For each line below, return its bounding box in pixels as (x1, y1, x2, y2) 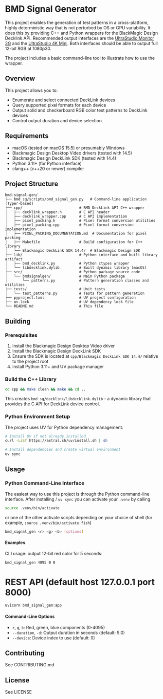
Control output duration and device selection (12, 117, 102, 123)
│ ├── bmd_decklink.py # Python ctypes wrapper (5, 261, 130, 266)
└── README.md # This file (5, 304, 104, 309)
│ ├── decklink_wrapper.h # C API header (5, 210, 110, 215)
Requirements (5, 132, 49, 140)
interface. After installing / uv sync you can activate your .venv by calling (5, 496, 151, 502)
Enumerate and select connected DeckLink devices (12, 97, 115, 103)
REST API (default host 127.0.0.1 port (5, 576, 155, 588)
